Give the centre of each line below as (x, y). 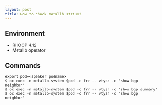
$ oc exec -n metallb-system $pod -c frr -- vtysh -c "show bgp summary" (81, 90)
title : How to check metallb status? (43, 14)
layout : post (18, 9)
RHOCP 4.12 (24, 45)
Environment (25, 34)
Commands (23, 66)
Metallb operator (29, 50)
